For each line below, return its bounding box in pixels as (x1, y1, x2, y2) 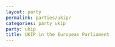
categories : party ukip (5, 20, 66, 26)
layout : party (5, 9, 42, 15)
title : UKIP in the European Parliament (5, 32, 110, 38)
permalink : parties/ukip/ (5, 15, 71, 21)
